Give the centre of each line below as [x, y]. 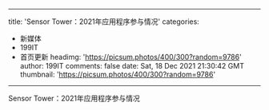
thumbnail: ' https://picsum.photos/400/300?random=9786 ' [118, 74]
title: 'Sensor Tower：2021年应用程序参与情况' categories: [104, 22]
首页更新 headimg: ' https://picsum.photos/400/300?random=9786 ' [130, 57]
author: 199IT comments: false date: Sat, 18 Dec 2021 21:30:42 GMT [132, 66]
